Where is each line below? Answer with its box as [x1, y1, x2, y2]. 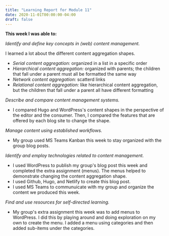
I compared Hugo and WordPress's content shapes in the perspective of [12, 107, 164, 113]
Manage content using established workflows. [5, 127, 103, 133]
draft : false [5, 17, 33, 22]
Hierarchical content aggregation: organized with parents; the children [12, 65, 161, 72]
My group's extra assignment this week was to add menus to [12, 209, 141, 215]
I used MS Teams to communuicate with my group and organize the [12, 184, 154, 190]
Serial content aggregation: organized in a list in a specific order [12, 60, 147, 66]
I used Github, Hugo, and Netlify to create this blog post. [12, 179, 131, 185]
